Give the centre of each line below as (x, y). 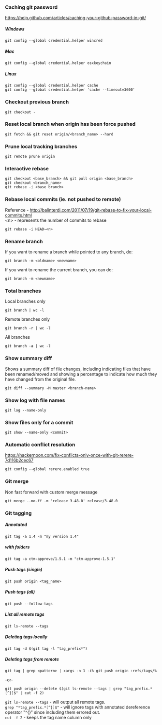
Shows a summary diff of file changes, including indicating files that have (78, 369)
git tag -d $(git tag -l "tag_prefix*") (46, 649)
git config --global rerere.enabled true (47, 469)
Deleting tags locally (26, 637)
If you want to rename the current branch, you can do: (59, 270)
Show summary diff (29, 358)
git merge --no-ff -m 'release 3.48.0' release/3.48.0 (61, 501)
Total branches (23, 291)
